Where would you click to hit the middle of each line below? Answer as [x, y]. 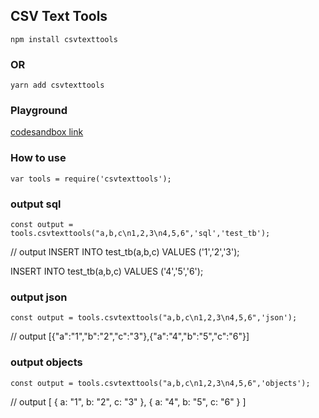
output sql [36, 204]
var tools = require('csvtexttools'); [91, 179]
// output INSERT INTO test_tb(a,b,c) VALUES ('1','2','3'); [125, 252]
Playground [39, 111]
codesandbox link [47, 132]
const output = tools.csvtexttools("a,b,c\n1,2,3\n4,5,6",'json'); [154, 318]
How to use [38, 158]
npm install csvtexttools [64, 39]
